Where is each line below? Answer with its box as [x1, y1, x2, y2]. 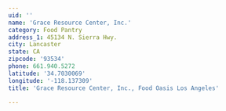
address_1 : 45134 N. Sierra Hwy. [8, 33, 118, 41]
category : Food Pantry [8, 26, 82, 34]
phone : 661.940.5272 [8, 63, 76, 70]
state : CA [8, 48, 41, 55]
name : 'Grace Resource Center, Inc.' [8, 19, 132, 27]
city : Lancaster [8, 41, 61, 48]
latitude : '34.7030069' [8, 70, 86, 77]
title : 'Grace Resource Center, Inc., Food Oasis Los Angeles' [8, 84, 220, 92]
